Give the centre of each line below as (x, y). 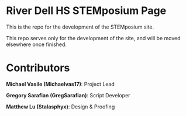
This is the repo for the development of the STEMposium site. (80, 27)
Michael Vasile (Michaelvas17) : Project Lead (61, 84)
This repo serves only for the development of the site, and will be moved (93, 38)
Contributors (38, 68)
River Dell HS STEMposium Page (86, 11)
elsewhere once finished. (37, 44)
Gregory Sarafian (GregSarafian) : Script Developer (68, 95)
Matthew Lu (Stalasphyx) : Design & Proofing (61, 107)
